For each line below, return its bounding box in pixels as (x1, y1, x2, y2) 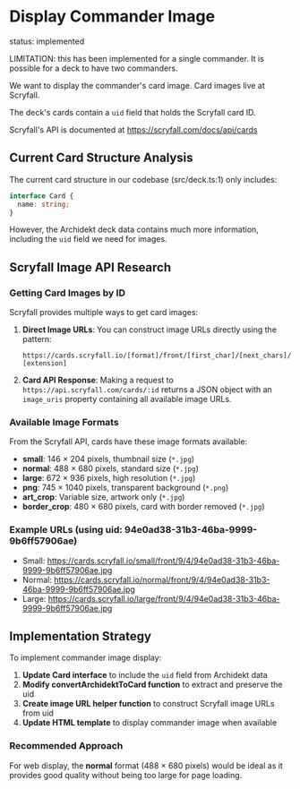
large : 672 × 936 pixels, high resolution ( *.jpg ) (21, 473, 196, 484)
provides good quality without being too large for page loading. (9, 769, 243, 780)
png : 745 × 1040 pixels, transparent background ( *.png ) (21, 482, 229, 493)
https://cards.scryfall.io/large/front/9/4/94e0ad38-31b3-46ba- (47, 593, 280, 604)
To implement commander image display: (9, 652, 162, 664)
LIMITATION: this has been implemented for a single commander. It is (9, 53, 264, 64)
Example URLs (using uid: (9, 524, 123, 536)
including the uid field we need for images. (9, 234, 167, 244)
